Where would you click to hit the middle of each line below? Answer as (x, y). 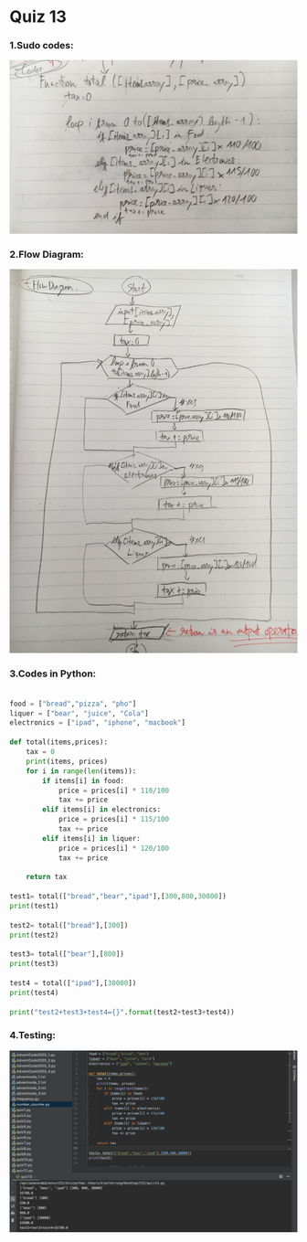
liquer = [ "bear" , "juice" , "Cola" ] (79, 713)
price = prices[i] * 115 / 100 (114, 820)
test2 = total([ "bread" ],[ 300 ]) (69, 925)
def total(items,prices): (58, 742)
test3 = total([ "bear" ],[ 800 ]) (67, 954)
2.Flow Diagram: (47, 255)
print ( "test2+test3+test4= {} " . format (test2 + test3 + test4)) (122, 1012)
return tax (47, 877)
